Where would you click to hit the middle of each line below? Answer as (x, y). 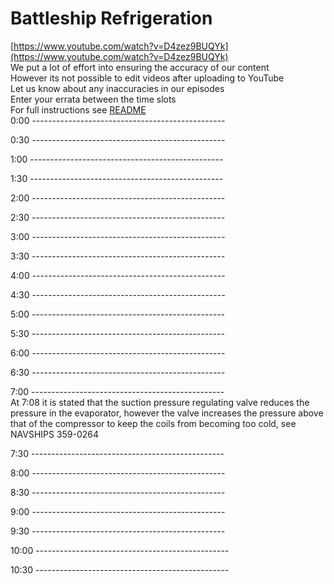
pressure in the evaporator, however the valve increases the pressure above (167, 413)
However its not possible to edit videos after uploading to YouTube (147, 78)
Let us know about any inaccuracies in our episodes (117, 88)
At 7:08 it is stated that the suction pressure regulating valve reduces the (160, 402)
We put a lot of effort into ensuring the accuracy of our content (140, 67)
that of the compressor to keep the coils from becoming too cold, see (153, 423)
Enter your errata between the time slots (93, 99)
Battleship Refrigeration (111, 18)
